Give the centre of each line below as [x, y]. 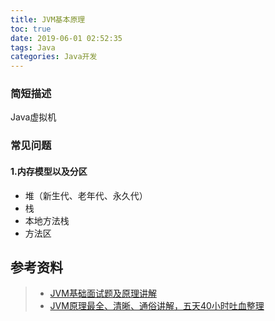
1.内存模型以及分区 [49, 171]
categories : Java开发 [54, 57]
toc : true [31, 29]
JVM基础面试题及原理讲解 [103, 293]
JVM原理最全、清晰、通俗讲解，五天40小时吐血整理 [157, 306]
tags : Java [33, 47]
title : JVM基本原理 [48, 19]
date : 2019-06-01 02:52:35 [66, 38]
